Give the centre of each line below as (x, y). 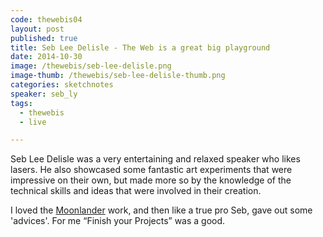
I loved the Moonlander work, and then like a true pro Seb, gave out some (161, 210)
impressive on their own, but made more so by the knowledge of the (151, 180)
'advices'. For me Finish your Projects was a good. (118, 221)
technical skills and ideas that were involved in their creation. (136, 191)
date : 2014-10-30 (46, 57)
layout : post (37, 29)
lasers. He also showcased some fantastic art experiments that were (151, 170)
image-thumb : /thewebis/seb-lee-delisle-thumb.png (118, 76)
